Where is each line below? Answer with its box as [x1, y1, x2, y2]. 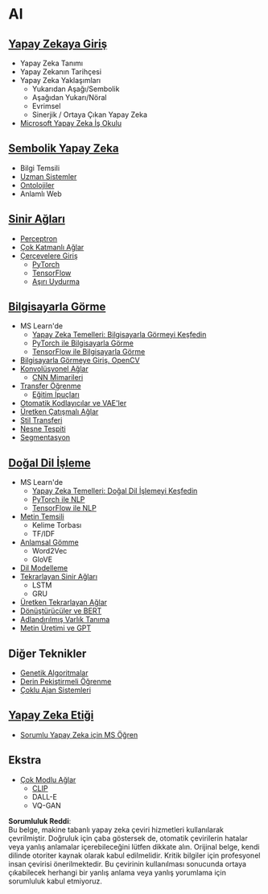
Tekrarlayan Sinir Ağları [19, 572, 98, 582]
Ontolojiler [19, 180, 55, 190]
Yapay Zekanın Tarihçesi [19, 67, 102, 77]
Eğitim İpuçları [31, 390, 80, 399]
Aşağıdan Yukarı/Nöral [31, 93, 107, 102]
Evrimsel [31, 102, 61, 111]
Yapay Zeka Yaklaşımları [19, 76, 101, 85]
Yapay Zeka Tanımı [19, 58, 83, 68]
